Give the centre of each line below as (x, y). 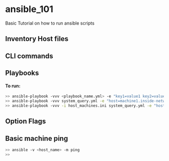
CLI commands (29, 56)
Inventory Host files (37, 39)
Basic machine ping (37, 138)
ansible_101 (29, 9)
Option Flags (26, 121)
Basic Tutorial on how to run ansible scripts (50, 23)
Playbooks (22, 73)
